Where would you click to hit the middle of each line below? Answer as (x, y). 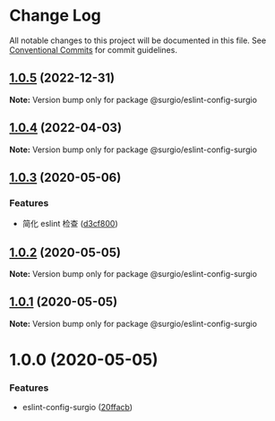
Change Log (55, 16)
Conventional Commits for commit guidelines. (93, 49)
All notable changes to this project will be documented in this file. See (138, 40)
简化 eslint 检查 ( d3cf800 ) (70, 224)
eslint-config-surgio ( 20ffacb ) (77, 408)
